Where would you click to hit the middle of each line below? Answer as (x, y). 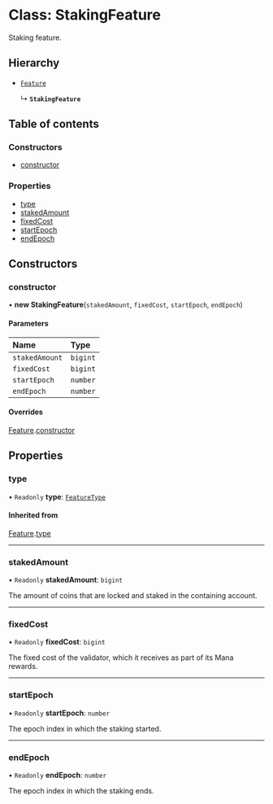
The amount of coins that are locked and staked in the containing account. (133, 596)
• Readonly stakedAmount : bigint (66, 580)
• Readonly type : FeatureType (57, 496)
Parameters (28, 324)
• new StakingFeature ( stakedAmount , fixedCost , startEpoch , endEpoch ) (126, 305)
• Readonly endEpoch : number (58, 775)
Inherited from (33, 515)
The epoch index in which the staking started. (85, 728)
